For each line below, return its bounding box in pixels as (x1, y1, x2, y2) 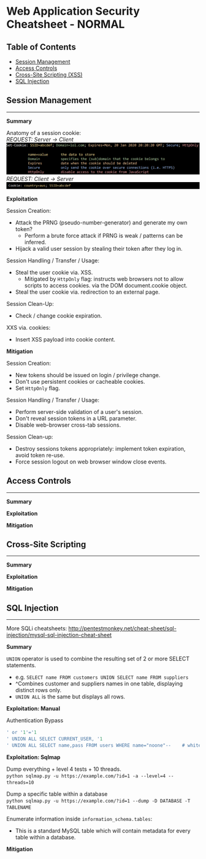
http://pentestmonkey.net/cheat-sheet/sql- (68, 625, 177, 632)
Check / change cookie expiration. (15, 311, 102, 319)
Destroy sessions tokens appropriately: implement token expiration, (15, 445, 186, 452)
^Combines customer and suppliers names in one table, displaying (15, 680, 183, 687)
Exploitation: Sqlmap (6, 753, 61, 761)
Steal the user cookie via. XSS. (15, 269, 93, 276)
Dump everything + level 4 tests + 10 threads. (6, 765, 121, 773)
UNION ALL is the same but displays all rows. (15, 693, 126, 700)
